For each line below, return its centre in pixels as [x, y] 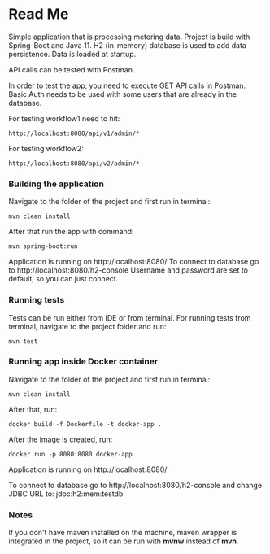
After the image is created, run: [61, 439]
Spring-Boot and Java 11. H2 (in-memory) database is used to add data [127, 45]
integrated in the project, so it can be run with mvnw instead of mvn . [124, 541]
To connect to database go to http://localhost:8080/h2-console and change [135, 485]
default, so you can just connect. [63, 279]
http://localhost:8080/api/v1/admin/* [74, 133]
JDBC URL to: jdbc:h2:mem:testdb [66, 494]
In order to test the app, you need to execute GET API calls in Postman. [127, 85]
